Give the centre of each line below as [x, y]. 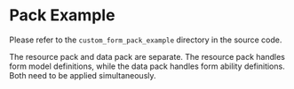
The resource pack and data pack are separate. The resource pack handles [147, 56]
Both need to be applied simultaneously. [83, 75]
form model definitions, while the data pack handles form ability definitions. [147, 66]
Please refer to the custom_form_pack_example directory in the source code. [146, 40]
